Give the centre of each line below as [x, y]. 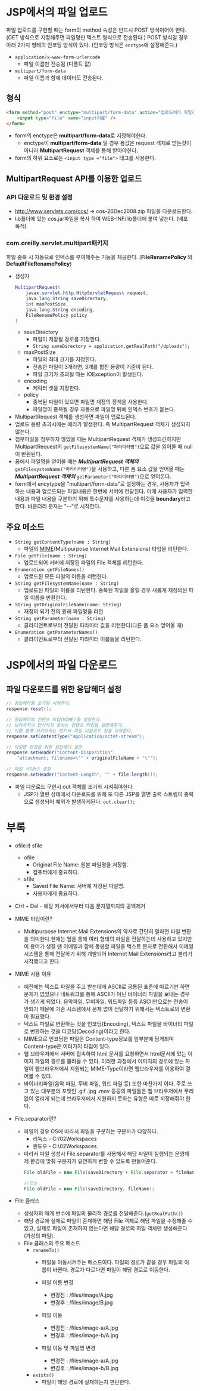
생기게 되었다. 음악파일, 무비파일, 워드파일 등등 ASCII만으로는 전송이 [109, 1001]
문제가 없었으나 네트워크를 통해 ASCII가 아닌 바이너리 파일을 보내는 [101, 994]
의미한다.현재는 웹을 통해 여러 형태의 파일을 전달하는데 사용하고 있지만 [111, 939]
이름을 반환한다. [49, 598]
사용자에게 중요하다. [56, 893]
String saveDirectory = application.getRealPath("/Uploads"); [111, 347]
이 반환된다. [29, 454]
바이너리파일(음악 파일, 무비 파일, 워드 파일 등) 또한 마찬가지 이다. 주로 [105, 1083]
